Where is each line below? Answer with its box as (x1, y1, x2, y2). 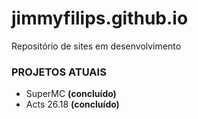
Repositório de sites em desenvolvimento (11, 40, 182, 52)
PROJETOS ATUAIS (11, 65, 107, 79)
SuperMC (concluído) (25, 88, 117, 100)
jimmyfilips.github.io (11, 7, 189, 30)
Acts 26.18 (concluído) (25, 98, 120, 111)
